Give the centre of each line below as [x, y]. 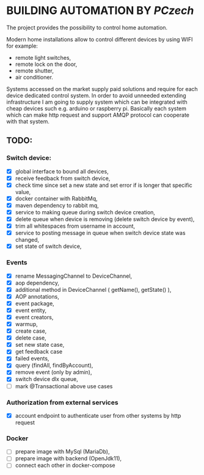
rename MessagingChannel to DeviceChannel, [74, 276]
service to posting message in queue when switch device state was [100, 233]
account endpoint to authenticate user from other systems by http [98, 415]
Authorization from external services [62, 402]
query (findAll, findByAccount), [54, 365]
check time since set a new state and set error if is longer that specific [104, 185]
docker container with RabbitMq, [56, 198]
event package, [35, 303]
